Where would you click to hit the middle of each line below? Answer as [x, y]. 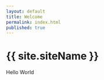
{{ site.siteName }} [52, 56]
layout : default [26, 11]
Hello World [20, 72]
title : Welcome [24, 17]
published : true [26, 28]
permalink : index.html [33, 22]
